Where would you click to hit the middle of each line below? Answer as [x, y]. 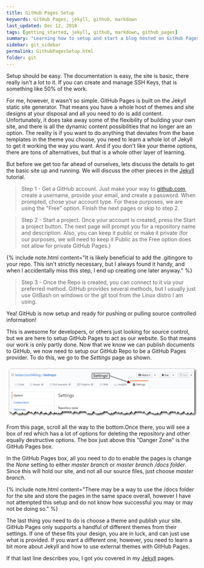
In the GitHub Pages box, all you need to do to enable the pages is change [99, 458]
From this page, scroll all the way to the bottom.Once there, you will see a [98, 427]
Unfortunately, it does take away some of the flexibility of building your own [101, 120]
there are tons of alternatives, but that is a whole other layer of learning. [96, 152]
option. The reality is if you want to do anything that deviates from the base [100, 133]
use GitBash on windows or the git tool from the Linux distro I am [102, 295]
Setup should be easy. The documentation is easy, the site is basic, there [98, 75]
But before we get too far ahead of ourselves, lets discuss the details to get [100, 164]
